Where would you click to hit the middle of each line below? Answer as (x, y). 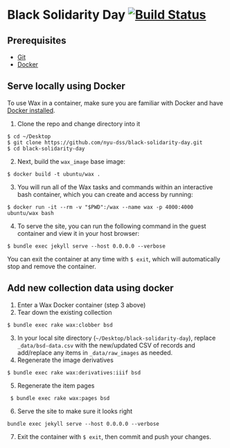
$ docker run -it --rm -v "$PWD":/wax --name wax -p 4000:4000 (100, 207)
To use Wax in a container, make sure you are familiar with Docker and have (115, 103)
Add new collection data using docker (91, 288)
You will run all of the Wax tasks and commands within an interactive (115, 187)
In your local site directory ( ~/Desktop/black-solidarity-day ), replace (116, 338)
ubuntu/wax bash (30, 213)
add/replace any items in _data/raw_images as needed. (95, 352)
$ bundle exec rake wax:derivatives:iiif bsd (74, 372)
